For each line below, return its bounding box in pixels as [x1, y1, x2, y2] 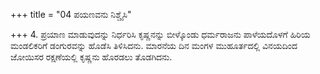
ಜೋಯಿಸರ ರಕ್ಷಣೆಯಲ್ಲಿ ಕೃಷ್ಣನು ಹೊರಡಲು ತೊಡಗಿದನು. [10, 51, 173, 63]
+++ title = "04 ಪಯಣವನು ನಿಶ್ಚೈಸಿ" [10, 9, 132, 20]
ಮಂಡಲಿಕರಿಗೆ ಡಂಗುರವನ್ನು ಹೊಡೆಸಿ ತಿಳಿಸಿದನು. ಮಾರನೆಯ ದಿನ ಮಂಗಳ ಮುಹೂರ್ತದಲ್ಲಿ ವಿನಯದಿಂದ [10, 40, 298, 51]
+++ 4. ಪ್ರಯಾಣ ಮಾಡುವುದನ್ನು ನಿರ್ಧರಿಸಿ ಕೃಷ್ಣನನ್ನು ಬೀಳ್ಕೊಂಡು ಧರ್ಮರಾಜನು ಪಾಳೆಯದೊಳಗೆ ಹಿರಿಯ [10, 29, 311, 40]
